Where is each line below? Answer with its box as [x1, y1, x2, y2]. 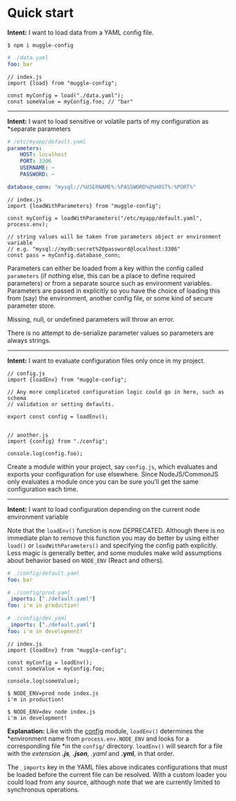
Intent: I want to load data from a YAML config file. [7, 28, 155, 37]
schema [7, 394, 27, 402]
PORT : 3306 [20, 158, 52, 165]
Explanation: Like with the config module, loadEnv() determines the [7, 726, 204, 735]
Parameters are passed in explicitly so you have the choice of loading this [7, 286, 221, 295]
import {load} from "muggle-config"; [7, 80, 118, 87]
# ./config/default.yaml [7, 569, 80, 576]
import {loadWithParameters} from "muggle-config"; [7, 202, 162, 209]
